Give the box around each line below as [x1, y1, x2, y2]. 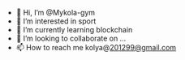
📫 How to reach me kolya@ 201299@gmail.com [15, 43, 177, 52]
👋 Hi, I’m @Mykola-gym [15, 8, 96, 17]
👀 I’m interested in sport [15, 16, 97, 26]
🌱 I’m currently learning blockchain [15, 25, 133, 34]
